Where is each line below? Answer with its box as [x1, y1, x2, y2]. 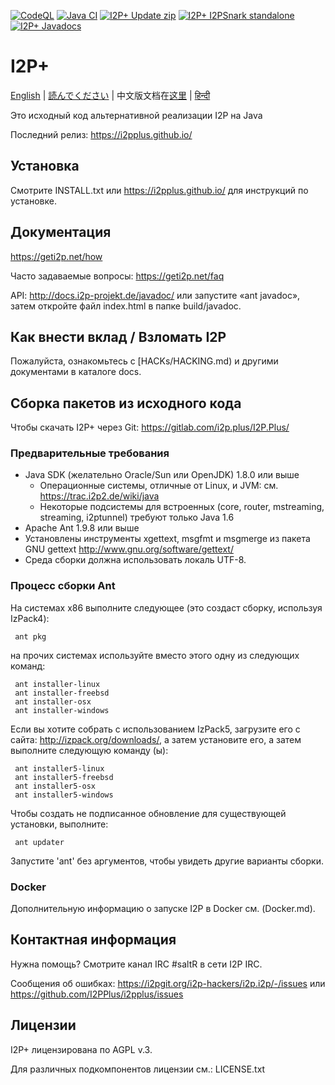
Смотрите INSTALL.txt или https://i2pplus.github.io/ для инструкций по [10, 184, 309, 196]
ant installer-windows [14, 705, 110, 715]
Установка [10, 158, 80, 175]
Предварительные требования [10, 446, 170, 460]
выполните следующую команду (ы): [10, 744, 169, 756]
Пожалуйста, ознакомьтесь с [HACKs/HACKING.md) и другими [10, 355, 279, 367]
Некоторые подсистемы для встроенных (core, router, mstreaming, [39, 501, 325, 513]
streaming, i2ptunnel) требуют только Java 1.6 [39, 511, 235, 524]
